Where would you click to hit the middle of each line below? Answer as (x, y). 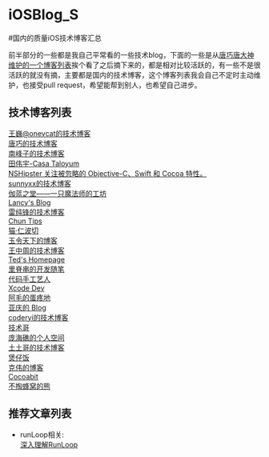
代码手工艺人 (29, 279)
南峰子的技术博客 (36, 153)
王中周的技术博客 (36, 251)
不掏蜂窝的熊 (29, 386)
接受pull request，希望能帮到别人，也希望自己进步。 (115, 85)
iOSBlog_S (44, 15)
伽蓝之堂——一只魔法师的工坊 (57, 193)
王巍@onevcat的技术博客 (50, 133)
